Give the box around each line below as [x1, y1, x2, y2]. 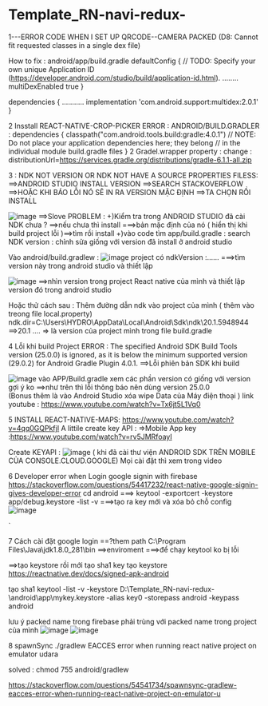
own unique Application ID [8, 64, 95, 74]
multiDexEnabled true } [8, 82, 85, 91]
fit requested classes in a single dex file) [8, 40, 141, 50]
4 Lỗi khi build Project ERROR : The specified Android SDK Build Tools [8, 341, 238, 351]
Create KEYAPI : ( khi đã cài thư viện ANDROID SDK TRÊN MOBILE [8, 447, 256, 457]
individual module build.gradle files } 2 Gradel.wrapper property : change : [8, 146, 253, 156]
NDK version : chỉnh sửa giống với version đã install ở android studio [8, 237, 233, 246]
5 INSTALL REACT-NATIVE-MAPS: [8, 414, 121, 425]
